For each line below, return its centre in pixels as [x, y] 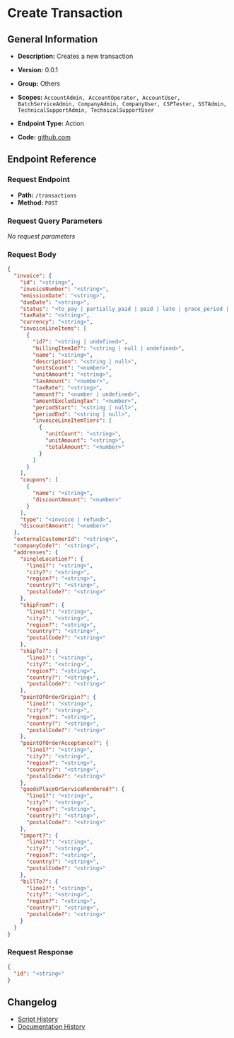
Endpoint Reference [52, 160]
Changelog [32, 1002]
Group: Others [39, 84]
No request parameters [41, 236]
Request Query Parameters [55, 221]
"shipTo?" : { [39, 651]
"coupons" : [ [39, 480]
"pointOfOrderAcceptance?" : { [65, 743]
